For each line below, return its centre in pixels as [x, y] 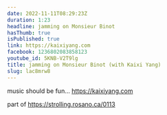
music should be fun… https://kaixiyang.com [70, 91]
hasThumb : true [29, 33]
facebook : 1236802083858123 [47, 52]
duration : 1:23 [29, 20]
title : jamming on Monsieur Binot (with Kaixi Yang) [84, 65]
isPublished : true [33, 39]
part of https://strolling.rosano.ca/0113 [61, 104]
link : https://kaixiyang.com [49, 45]
